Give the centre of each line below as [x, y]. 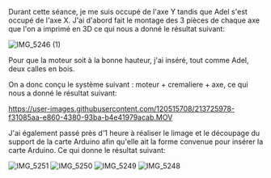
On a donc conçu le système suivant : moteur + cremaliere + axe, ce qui [128, 85]
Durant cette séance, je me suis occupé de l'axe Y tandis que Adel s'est [128, 12]
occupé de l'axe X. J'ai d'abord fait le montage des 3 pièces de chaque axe [134, 20]
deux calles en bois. [42, 69]
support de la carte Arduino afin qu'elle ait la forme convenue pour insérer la [136, 142]
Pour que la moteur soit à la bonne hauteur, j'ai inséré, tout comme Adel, [129, 60]
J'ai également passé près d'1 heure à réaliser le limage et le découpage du [134, 133]
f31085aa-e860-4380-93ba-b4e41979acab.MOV [91, 117]
